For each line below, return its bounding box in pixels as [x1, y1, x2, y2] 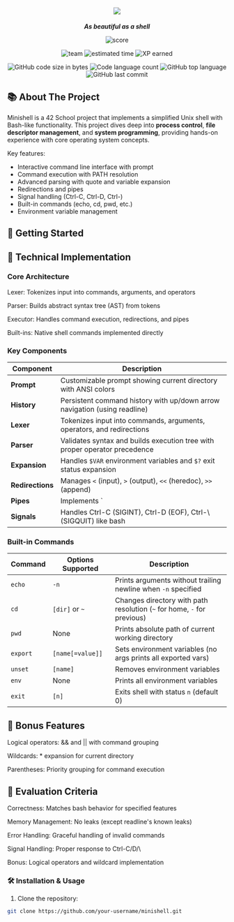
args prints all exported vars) [114, 653, 210, 663]
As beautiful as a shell [84, 22, 150, 31]
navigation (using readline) [60, 405, 148, 415]
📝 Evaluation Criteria [7, 785, 98, 797]
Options [67, 555, 94, 565]
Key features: [7, 149, 45, 157]
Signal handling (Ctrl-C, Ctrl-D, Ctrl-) [17, 192, 123, 200]
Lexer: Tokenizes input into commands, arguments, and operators [7, 288, 196, 296]
